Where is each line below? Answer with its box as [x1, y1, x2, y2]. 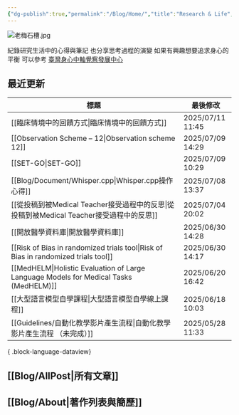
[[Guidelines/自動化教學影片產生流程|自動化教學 [11, 318, 171, 328]
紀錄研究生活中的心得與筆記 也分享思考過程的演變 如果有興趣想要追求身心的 [7, 46, 229, 54]
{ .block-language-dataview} [7, 347, 92, 356]
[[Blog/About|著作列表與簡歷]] [7, 396, 142, 409]
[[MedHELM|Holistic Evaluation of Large [11, 263, 146, 273]
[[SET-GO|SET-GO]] [11, 158, 82, 168]
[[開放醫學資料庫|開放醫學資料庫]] [11, 227, 124, 237]
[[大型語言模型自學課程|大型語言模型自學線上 [11, 294, 161, 304]
